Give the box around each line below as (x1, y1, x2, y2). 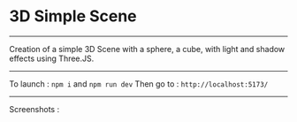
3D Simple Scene (9, 6, 137, 27)
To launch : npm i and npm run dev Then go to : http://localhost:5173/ (9, 78, 269, 89)
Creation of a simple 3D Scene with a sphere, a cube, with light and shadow (9, 43, 286, 54)
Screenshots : (9, 103, 60, 114)
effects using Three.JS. (9, 53, 95, 64)
